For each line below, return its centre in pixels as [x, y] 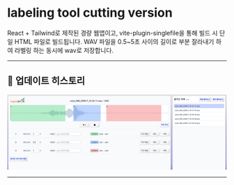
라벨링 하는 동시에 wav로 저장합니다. [64, 50]
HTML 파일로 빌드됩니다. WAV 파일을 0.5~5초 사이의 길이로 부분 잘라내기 [114, 41]
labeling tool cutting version [90, 13]
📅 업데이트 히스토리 [46, 81]
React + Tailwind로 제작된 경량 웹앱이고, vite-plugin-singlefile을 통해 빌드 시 [112, 33]
